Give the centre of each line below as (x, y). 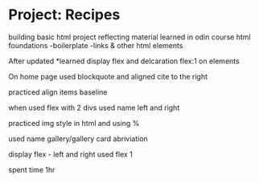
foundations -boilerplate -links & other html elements (96, 45)
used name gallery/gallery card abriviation (78, 139)
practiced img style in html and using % (74, 123)
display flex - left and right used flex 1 (70, 154)
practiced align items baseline (58, 92)
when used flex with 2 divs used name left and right (94, 107)
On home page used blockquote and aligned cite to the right (108, 76)
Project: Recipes (64, 15)
